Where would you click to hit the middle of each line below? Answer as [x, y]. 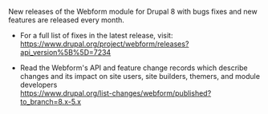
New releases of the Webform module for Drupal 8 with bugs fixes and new [133, 12]
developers [39, 85]
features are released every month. [66, 20]
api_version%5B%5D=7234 [65, 52]
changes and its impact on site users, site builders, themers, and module [140, 76]
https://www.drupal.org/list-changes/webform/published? [116, 93]
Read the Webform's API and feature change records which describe [134, 68]
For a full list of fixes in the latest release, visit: [96, 35]
